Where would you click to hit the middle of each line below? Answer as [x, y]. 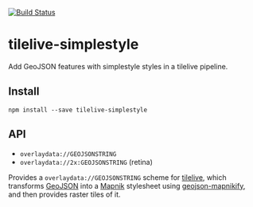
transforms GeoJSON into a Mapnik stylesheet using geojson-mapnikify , [127, 186]
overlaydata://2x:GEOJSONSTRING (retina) [86, 162]
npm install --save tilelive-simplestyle [78, 110]
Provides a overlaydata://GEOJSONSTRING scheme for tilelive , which [117, 177]
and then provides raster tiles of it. [64, 194]
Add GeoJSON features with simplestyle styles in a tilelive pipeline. [118, 66]
